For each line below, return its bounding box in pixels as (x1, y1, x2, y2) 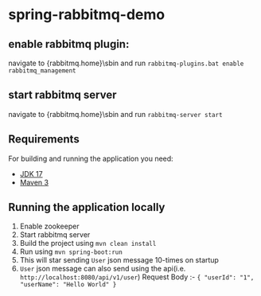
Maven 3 (19, 177, 49, 187)
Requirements (8, 133, 80, 146)
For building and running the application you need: (8, 154, 173, 163)
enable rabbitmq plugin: (8, 37, 130, 51)
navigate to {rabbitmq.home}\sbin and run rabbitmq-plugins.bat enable (8, 58, 244, 68)
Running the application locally (8, 201, 166, 214)
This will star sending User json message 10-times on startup (19, 255, 219, 265)
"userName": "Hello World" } (19, 281, 117, 289)
